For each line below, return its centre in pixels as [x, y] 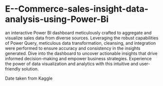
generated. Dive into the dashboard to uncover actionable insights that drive [81, 53]
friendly [13, 69]
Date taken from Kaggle [29, 78]
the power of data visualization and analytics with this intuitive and [72, 64]
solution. [30, 69]
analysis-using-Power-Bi [57, 19]
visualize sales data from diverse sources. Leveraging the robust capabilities [82, 38]
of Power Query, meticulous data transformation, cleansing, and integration [81, 43]
